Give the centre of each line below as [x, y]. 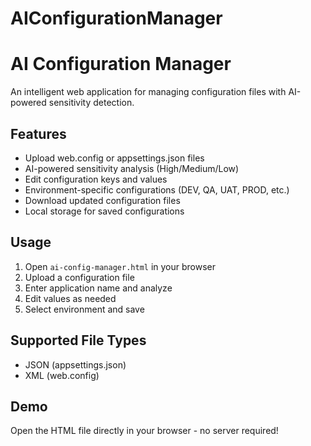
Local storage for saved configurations [104, 211]
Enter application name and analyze [98, 288]
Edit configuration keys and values [96, 179]
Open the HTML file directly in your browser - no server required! [144, 431]
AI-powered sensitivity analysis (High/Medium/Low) [132, 168]
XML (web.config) [62, 375]
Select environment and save [84, 309]
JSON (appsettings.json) [75, 364]
